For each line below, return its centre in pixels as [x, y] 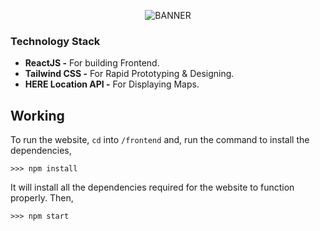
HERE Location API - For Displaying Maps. [112, 84]
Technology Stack [55, 41]
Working [37, 115]
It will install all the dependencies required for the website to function [152, 187]
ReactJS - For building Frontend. [92, 63]
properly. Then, [42, 198]
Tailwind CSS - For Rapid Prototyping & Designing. [129, 74]
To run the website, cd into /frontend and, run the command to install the [160, 140]
